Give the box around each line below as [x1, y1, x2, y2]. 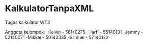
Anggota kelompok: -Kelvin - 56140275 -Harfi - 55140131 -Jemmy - [5, 29, 143, 35]
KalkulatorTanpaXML [5, 3, 94, 14]
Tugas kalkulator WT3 [5, 19, 50, 25]
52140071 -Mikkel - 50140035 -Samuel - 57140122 [5, 34, 109, 40]
